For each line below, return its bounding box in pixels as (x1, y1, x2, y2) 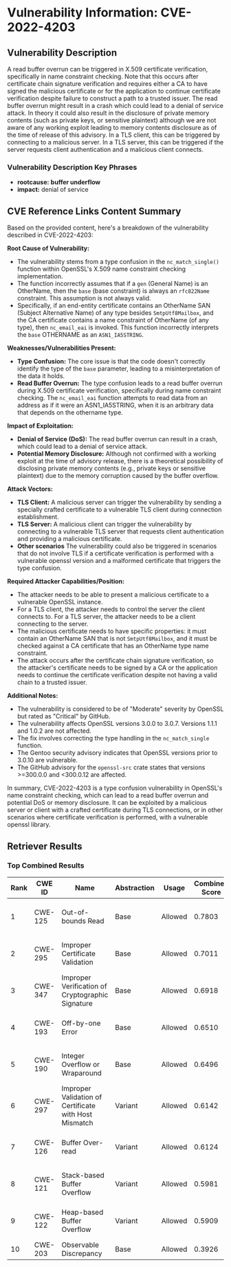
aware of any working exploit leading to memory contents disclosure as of (7, 124, 217, 131)
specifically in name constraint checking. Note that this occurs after (7, 72, 199, 80)
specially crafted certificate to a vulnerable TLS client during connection (16, 505, 222, 514)
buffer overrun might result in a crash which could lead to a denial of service (7, 102, 224, 109)
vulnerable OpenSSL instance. (16, 598, 103, 606)
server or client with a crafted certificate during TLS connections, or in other (7, 806, 223, 814)
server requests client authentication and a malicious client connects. (7, 146, 204, 153)
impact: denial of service (16, 186, 89, 194)
